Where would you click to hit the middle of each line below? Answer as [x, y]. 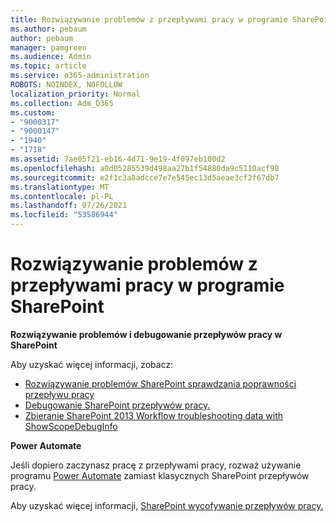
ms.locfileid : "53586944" [64, 215]
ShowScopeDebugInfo [71, 426]
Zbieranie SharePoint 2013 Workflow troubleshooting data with [154, 415]
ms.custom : [33, 112]
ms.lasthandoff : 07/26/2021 [69, 206]
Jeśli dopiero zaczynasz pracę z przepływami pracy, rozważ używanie [156, 465]
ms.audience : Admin [51, 57]
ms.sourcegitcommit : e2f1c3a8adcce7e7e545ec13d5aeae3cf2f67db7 [145, 177]
